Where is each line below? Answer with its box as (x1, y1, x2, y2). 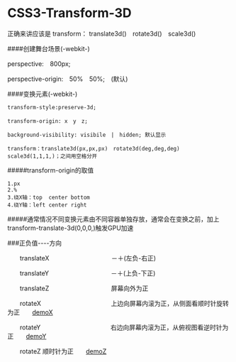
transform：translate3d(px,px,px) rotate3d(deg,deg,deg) (7, 145, 180, 152)
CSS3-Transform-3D (7, 5, 133, 21)
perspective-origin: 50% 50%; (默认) (7, 75, 128, 83)
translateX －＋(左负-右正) (19, 253, 157, 262)
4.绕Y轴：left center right (7, 201, 87, 209)
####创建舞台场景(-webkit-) (7, 44, 90, 53)
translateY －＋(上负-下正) (19, 268, 156, 278)
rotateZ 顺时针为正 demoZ (19, 346, 107, 356)
